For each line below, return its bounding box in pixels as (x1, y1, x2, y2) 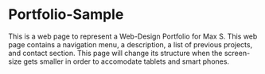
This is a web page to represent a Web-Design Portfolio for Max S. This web (8, 31, 258, 41)
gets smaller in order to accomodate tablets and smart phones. (23, 57, 229, 66)
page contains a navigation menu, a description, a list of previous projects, (8, 39, 253, 49)
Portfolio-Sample (8, 6, 124, 24)
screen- (224, 48, 251, 57)
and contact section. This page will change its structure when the (8, 48, 223, 57)
